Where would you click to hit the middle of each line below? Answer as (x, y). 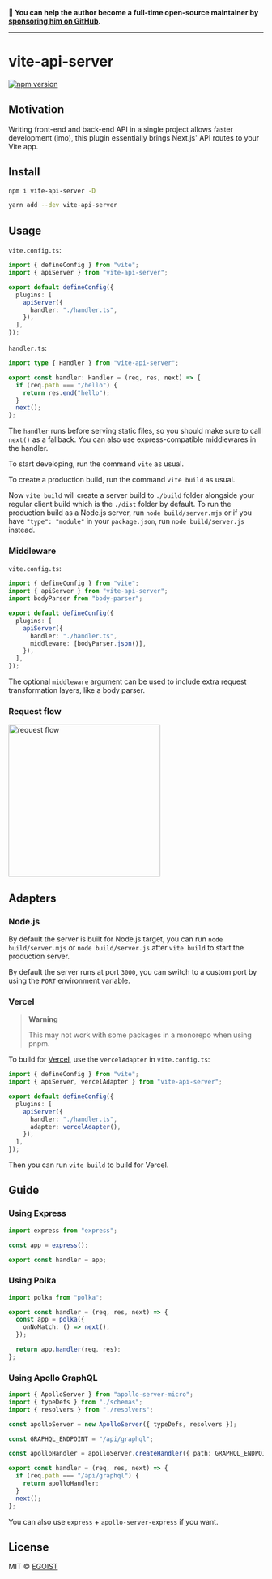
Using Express (38, 1213)
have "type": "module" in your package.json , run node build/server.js (127, 521)
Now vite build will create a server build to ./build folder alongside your (132, 495)
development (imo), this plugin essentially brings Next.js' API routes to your (134, 137)
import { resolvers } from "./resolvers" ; (81, 1409)
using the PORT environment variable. (70, 981)
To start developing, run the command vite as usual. (96, 464)
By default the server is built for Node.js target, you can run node (116, 939)
